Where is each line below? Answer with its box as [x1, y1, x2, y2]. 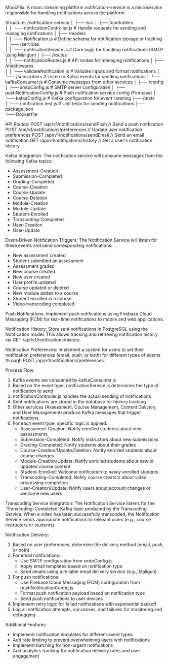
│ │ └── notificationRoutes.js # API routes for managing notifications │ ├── [5, 57, 164, 63]
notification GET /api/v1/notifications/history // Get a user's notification [5, 137, 153, 143]
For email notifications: [12, 552, 61, 558]
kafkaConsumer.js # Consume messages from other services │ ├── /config [5, 79, 163, 85]
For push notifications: [12, 574, 60, 580]
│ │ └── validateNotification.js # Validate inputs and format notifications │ [5, 68, 160, 74]
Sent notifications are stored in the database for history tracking [12, 399, 146, 404]
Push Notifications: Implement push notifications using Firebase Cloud [5, 311, 152, 317]
